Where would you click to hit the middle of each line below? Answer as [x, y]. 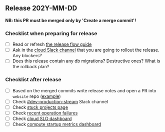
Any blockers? [27, 56]
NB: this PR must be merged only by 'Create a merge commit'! [71, 20]
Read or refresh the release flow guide [52, 44]
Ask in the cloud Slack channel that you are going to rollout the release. [86, 50]
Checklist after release [33, 80]
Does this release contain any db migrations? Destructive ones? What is [86, 61]
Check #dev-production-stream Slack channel [60, 101]
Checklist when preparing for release [51, 33]
